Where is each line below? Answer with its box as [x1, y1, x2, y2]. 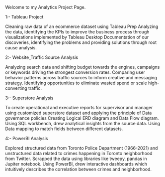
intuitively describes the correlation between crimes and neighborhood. [5, 167, 152, 172]
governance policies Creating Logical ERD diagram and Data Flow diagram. [5, 115, 159, 121]
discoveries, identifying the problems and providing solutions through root [5, 39, 157, 45]
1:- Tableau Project [5, 14, 44, 19]
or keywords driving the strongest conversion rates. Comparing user [5, 69, 146, 75]
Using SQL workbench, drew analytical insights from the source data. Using [5, 121, 161, 126]
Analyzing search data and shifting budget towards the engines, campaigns [5, 64, 160, 70]
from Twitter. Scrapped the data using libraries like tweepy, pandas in [5, 156, 148, 162]
